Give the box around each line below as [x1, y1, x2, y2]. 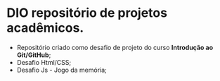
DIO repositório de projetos [6, 5, 168, 21]
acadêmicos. [6, 20, 84, 36]
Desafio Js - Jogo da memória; [16, 66, 107, 74]
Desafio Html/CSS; [16, 58, 72, 66]
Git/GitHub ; [16, 51, 51, 59]
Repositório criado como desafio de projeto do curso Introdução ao [16, 43, 214, 51]
